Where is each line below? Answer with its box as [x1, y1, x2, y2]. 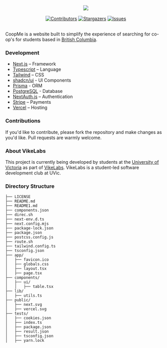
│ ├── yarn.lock [5, 338, 44, 343]
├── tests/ [5, 311, 29, 316]
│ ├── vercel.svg [5, 306, 47, 312]
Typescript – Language [12, 66, 61, 72]
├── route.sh [5, 239, 33, 244]
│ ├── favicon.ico [5, 257, 50, 262]
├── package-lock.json [5, 226, 54, 231]
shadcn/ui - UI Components [12, 77, 71, 84]
